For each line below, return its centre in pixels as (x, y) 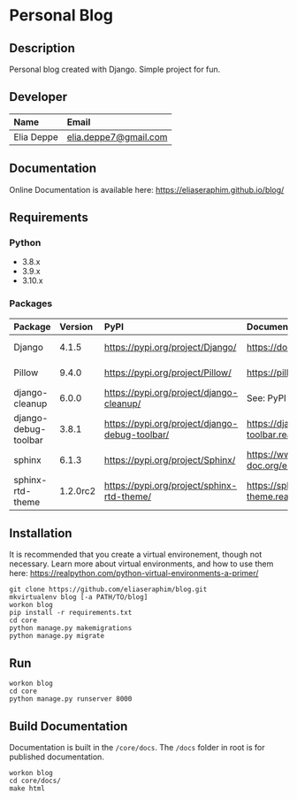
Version (76, 327)
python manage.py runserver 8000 (71, 699)
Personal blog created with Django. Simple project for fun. (115, 69)
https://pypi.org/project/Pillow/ (168, 373)
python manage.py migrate (57, 636)
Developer (38, 97)
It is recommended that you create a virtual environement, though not (136, 555)
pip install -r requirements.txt (71, 613)
